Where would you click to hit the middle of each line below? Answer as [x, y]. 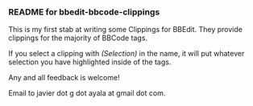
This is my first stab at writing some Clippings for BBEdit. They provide [126, 30]
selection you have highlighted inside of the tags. [90, 62]
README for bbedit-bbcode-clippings [84, 12]
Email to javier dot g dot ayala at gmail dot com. [87, 93]
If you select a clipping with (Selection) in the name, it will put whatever [126, 54]
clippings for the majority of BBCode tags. [78, 38]
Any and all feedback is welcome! [64, 78]
